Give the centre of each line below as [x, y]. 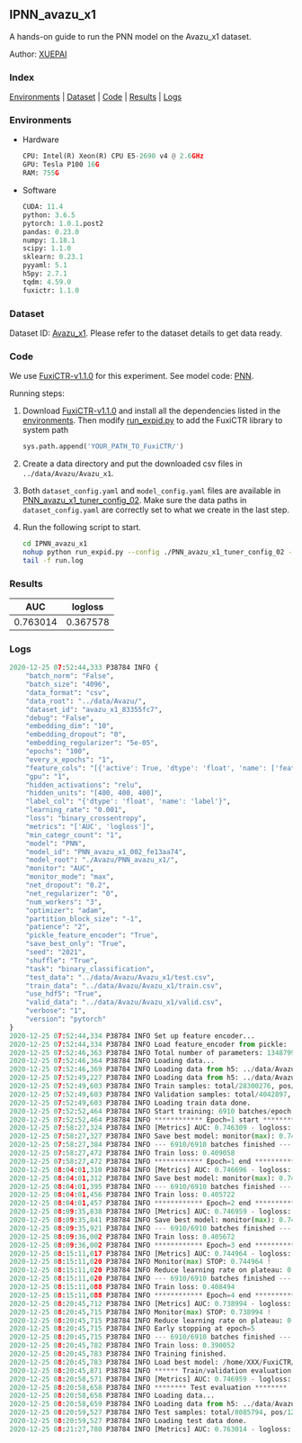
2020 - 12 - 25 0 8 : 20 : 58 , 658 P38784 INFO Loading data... [112, 1396]
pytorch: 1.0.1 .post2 [62, 223]
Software [39, 190]
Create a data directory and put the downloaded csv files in [132, 464]
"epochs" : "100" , [58, 752]
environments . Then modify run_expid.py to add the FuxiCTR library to [152, 420]
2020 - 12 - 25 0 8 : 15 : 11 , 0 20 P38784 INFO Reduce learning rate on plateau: [146, 1270]
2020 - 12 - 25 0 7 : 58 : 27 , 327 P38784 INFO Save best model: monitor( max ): [142, 1136]
